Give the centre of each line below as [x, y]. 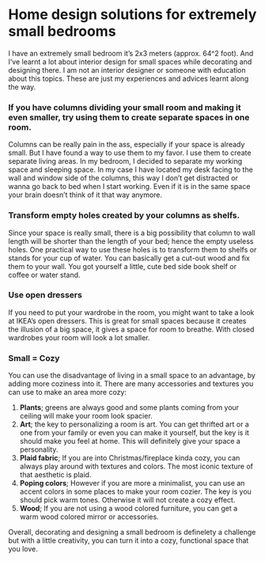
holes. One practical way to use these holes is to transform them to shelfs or [132, 249]
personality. [39, 449]
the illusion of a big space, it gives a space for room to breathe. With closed [131, 329]
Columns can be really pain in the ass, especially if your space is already [127, 145]
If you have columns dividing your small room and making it [125, 107]
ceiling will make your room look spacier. [86, 416]
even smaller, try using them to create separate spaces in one [129, 117]
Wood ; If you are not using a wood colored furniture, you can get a [129, 509]
